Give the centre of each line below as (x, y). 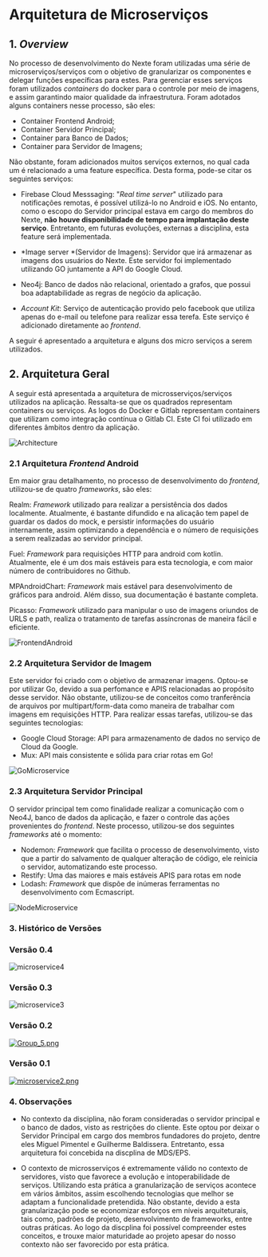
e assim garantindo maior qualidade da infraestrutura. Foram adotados (125, 97)
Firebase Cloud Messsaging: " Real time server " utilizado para (122, 194)
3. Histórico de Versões (55, 928)
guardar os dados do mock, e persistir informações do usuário (112, 522)
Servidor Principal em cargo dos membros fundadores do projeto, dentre (140, 1136)
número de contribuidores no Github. (70, 571)
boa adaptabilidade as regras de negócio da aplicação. (111, 293)
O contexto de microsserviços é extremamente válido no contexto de (134, 1169)
